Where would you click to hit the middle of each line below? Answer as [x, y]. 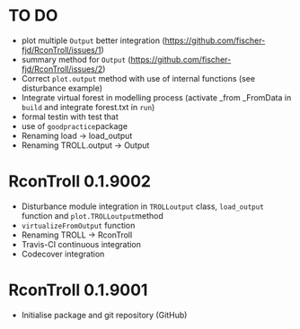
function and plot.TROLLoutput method [92, 215]
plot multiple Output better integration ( [93, 40]
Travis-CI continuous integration [81, 244]
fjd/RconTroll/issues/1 [61, 49]
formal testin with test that [70, 117]
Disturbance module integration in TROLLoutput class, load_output [142, 206]
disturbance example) [62, 88]
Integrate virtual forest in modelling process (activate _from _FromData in [156, 97]
